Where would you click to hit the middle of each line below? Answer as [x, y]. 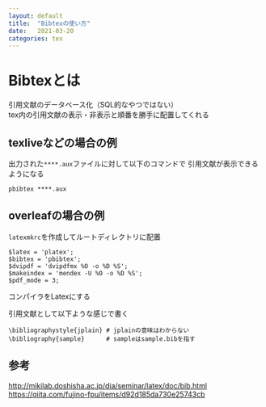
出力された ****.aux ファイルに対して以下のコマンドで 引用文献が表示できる [133, 164]
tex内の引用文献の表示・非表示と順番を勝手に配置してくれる [109, 115]
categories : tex [36, 38]
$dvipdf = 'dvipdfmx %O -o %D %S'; [68, 266]
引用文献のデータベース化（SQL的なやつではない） [93, 105]
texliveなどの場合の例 [63, 143]
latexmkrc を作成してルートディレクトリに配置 [85, 237]
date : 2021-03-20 [41, 31]
